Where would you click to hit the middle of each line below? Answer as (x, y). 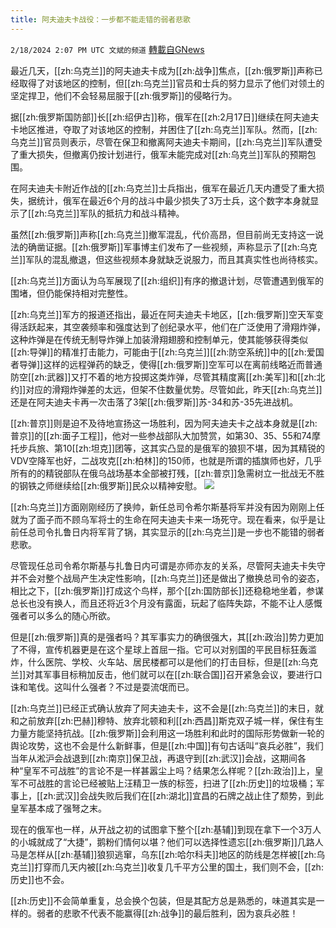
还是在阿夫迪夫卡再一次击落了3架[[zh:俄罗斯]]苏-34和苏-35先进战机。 (154, 402)
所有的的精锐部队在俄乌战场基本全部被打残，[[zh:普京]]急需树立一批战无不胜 (167, 473)
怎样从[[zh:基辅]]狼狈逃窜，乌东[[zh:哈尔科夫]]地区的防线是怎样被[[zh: (172, 854)
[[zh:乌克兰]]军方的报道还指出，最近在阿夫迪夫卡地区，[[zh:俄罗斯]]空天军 (162, 314)
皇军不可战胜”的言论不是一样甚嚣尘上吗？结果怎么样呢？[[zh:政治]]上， (169, 770)
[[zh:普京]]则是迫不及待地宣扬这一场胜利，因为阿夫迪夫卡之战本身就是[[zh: (164, 423)
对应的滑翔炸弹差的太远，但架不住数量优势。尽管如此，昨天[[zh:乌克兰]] (174, 389)
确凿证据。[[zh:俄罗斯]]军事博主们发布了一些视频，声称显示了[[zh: (163, 247)
